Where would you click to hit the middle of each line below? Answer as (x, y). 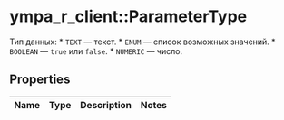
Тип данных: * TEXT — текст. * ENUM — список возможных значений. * (142, 42)
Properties (40, 80)
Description (106, 105)
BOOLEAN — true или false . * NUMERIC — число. (96, 51)
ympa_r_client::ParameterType (128, 17)
